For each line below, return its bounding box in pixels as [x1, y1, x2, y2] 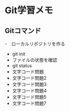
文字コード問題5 [12, 94, 47, 100]
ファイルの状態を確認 [12, 57, 57, 63]
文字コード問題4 [12, 88, 47, 94]
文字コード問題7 [12, 100, 46, 106]
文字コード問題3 [12, 82, 47, 87]
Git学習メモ [5, 5, 53, 16]
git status [12, 63, 32, 68]
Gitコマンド [5, 26, 41, 35]
